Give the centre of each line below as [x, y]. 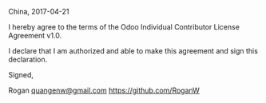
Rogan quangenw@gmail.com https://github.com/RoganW [104, 90]
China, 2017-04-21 [39, 12]
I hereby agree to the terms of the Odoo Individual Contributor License [124, 27]
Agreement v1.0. [35, 36]
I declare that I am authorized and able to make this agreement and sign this [133, 51]
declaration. [28, 59]
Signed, [21, 75]
